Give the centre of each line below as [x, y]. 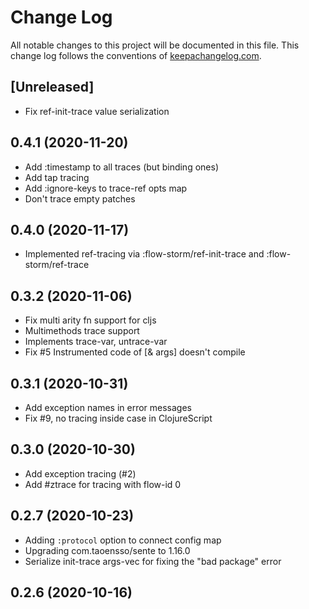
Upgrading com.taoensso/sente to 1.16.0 [107, 550]
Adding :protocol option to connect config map [123, 540]
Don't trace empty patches [80, 198]
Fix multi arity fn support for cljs [90, 320]
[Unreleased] [52, 87]
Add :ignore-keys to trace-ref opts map [106, 188]
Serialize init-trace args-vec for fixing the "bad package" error [153, 561]
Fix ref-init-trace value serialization [97, 111]
